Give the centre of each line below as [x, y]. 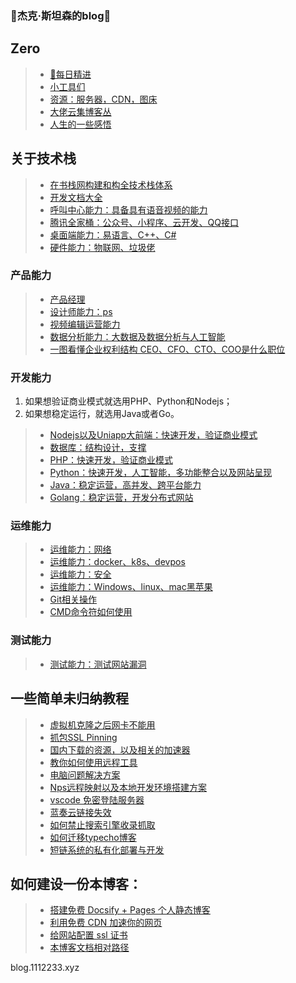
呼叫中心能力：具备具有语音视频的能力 [128, 209]
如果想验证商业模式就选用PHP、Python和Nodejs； [128, 401]
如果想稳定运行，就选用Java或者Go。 [102, 414]
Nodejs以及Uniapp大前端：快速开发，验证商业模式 [153, 435]
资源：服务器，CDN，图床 [103, 99]
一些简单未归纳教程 [69, 698]
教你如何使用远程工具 [93, 762]
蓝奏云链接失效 [80, 812]
